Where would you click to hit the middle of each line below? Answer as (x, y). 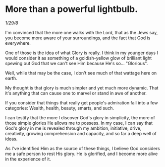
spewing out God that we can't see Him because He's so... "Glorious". (77, 63)
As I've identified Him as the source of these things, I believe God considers (82, 148)
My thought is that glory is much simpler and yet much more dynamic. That (82, 87)
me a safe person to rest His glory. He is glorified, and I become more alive (82, 154)
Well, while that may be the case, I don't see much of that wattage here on (81, 73)
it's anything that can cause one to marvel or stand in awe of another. (76, 93)
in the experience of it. (28, 159)
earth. (11, 78)
